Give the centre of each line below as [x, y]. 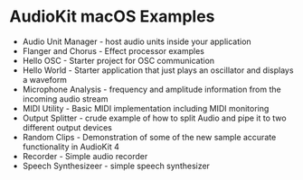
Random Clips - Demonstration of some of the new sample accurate [149, 137]
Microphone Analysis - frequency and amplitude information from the [152, 89]
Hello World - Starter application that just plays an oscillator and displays [158, 70]
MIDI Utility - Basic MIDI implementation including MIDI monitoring [146, 108]
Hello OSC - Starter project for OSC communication [118, 60]
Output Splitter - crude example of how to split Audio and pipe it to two [154, 118]
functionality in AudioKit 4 [71, 147]
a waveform [45, 79]
